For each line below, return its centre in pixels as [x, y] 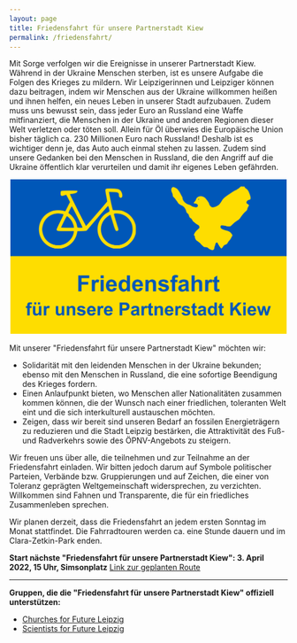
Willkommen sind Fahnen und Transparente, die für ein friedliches [129, 495]
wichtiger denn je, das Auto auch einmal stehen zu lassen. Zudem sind [138, 148]
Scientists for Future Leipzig [73, 629]
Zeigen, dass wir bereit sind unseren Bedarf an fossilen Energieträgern [151, 422]
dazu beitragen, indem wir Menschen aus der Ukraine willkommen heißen [143, 92]
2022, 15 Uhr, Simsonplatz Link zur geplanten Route [105, 568]
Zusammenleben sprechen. [59, 505]
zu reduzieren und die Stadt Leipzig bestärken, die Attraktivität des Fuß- [153, 431]
